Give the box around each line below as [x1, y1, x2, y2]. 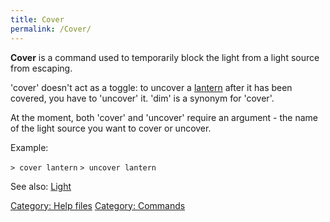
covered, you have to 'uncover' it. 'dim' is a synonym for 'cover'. [10, 92, 275, 104]
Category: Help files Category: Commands [10, 199, 186, 211]
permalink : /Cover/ [10, 24, 92, 34]
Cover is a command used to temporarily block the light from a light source [10, 51, 320, 63]
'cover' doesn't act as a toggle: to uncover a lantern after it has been [10, 81, 293, 93]
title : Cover [10, 14, 65, 25]
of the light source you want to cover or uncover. [10, 122, 212, 134]
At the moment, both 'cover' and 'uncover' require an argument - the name [10, 111, 318, 123]
